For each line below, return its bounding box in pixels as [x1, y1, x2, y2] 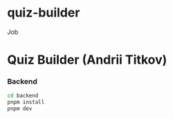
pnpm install [7, 99, 45, 106]
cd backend [7, 92, 39, 100]
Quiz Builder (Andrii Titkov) [7, 52, 167, 68]
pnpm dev [7, 105, 33, 112]
